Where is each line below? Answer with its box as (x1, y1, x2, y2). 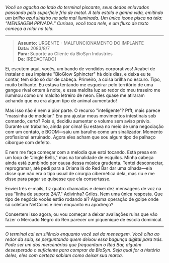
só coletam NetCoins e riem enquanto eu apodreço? (5, 202, 114, 207)
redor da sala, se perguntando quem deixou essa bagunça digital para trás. (5, 236, 163, 242)
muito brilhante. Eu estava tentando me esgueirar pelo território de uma (5, 82, 153, 87)
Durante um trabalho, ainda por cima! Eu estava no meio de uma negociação (5, 123, 164, 129)
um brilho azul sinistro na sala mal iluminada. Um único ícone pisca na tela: (5, 15, 162, 21)
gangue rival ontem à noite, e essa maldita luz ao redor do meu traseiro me (5, 87, 161, 93)
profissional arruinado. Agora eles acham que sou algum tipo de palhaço (5, 134, 156, 140)
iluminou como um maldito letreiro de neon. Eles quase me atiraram (5, 92, 145, 98)
